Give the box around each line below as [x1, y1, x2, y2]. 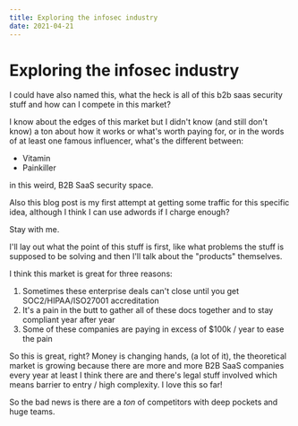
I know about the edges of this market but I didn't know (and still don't [9, 117, 268, 127]
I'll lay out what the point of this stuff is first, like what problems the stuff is [9, 241, 285, 252]
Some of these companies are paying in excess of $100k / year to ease [21, 324, 285, 335]
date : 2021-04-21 [9, 22, 74, 30]
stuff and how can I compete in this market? [9, 100, 172, 110]
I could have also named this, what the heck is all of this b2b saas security [9, 90, 284, 100]
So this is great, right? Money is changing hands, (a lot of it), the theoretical [9, 351, 287, 361]
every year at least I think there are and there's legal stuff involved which [9, 369, 277, 381]
